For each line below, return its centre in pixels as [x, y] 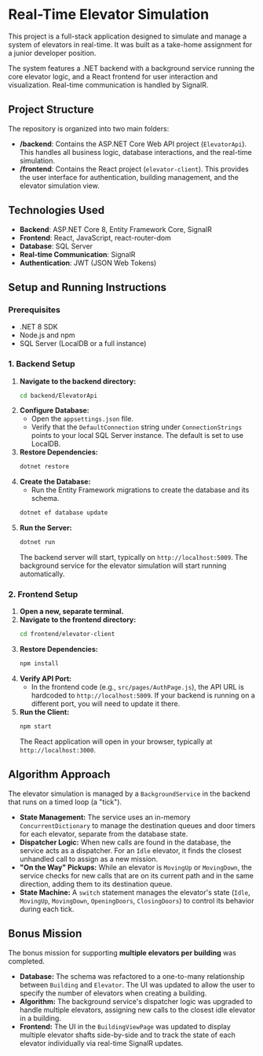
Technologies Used [56, 210]
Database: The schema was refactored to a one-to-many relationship [132, 976]
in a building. [40, 1018]
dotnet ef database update [64, 513]
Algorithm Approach [59, 775]
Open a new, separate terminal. [71, 612]
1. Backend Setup [42, 364]
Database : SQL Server [56, 246]
